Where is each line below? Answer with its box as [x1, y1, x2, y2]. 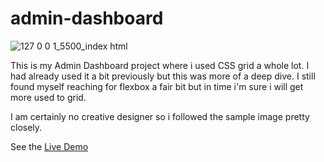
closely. [10, 121, 43, 133]
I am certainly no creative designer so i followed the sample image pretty [10, 110, 310, 122]
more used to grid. [10, 91, 87, 103]
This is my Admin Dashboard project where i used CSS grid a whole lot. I [10, 59, 310, 71]
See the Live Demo [10, 140, 89, 152]
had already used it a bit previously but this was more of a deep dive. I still [10, 70, 316, 82]
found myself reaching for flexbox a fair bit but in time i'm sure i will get [10, 80, 304, 92]
